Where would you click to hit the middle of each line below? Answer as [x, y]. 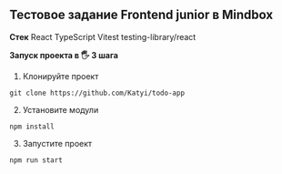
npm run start [36, 160]
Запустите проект [57, 143]
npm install [32, 127]
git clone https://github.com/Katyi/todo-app [97, 93]
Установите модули [60, 109]
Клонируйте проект [60, 76]
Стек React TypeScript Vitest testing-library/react [103, 36]
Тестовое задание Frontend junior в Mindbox [141, 15]
